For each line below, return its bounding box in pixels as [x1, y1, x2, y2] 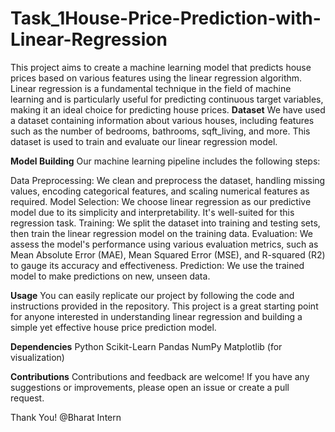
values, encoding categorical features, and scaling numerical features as [10, 185, 310, 197]
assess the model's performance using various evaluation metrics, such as [10, 238, 319, 250]
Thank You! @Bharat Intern [10, 411, 122, 423]
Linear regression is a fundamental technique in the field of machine [10, 82, 292, 94]
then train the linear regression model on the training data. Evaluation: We [10, 227, 313, 239]
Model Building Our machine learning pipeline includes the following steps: [10, 155, 321, 167]
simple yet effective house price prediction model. [10, 321, 217, 333]
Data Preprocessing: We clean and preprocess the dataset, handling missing [10, 174, 326, 186]
